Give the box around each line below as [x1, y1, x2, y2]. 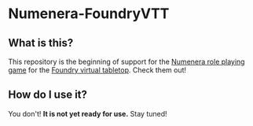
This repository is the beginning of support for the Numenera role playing [8, 57, 245, 66]
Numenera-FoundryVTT [8, 5, 170, 23]
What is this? [8, 36, 74, 50]
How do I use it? [8, 88, 88, 102]
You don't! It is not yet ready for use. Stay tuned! [8, 109, 167, 118]
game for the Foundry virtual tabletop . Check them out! [8, 65, 187, 75]
